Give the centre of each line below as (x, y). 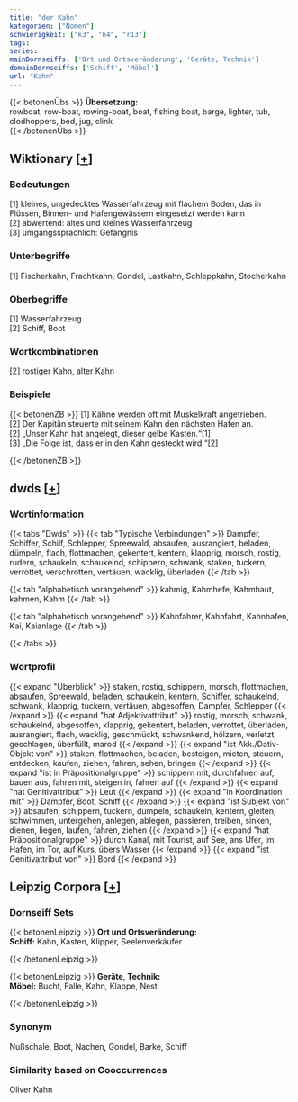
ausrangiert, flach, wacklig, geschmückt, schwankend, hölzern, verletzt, (143, 734)
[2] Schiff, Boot (37, 329)
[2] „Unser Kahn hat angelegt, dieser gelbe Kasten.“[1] (110, 433)
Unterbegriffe (40, 256)
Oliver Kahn (31, 1089)
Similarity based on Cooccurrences (88, 1070)
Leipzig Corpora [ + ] (65, 887)
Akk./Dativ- (259, 744)
